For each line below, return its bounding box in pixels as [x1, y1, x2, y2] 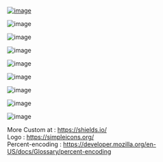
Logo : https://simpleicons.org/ [7, 133, 95, 141]
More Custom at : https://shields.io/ [7, 126, 108, 133]
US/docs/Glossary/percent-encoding [7, 148, 112, 155]
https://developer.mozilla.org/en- [62, 140, 156, 148]
